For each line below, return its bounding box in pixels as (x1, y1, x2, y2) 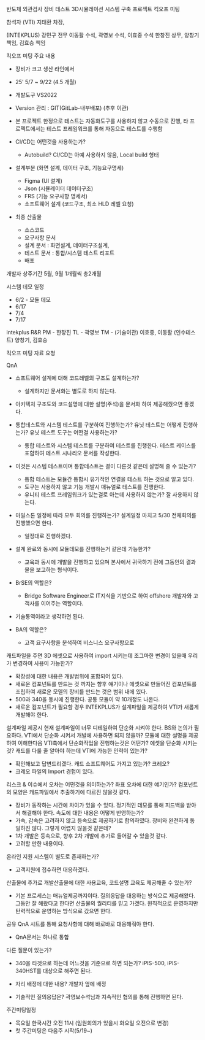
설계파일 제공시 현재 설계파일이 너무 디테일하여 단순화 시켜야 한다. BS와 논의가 (6, 724, 193, 731)
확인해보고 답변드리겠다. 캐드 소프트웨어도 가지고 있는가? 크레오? (15, 760, 170, 767)
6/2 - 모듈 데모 (15, 296, 51, 303)
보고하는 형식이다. (35, 566, 79, 573)
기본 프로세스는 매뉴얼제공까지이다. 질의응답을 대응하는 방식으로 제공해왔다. (15, 892, 196, 899)
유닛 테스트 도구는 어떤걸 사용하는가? (29, 429, 117, 436)
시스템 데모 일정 (6, 283, 45, 290)
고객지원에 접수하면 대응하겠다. (15, 866, 90, 873)
